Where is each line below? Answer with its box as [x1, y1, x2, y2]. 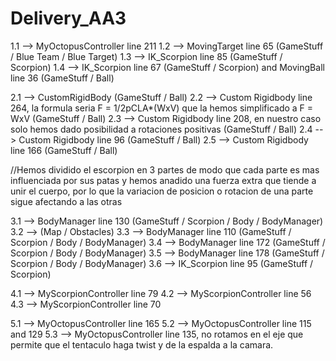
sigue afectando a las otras [10, 195, 123, 207]
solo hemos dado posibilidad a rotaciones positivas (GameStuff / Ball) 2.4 [10, 123, 313, 135]
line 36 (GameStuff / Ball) [10, 72, 115, 84]
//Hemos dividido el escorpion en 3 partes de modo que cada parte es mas [10, 163, 320, 176]
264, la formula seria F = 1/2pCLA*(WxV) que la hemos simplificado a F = [10, 102, 314, 114]
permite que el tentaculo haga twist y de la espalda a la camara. [10, 338, 274, 351]
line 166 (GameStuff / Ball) [10, 144, 118, 156]
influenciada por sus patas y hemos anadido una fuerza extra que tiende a [10, 174, 317, 186]
